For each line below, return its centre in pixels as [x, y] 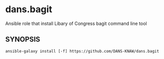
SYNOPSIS [23, 39]
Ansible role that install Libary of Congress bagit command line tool [76, 23]
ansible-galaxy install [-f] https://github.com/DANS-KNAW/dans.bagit [82, 51]
